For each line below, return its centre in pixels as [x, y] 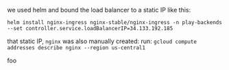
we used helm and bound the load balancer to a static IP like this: [99, 10]
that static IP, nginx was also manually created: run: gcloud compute [102, 41]
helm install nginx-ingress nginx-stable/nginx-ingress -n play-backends [115, 23]
